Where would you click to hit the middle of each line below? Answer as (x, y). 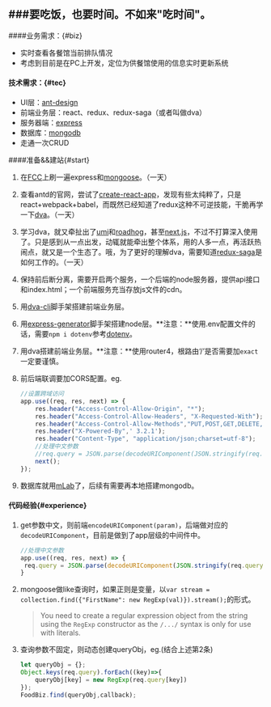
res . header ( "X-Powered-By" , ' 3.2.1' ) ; (100, 431)
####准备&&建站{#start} (49, 160)
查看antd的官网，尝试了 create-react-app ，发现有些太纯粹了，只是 (131, 195)
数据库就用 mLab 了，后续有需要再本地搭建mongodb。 (109, 485)
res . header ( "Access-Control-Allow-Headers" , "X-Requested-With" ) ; (149, 416)
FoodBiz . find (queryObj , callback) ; (78, 695)
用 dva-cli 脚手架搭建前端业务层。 (74, 307)
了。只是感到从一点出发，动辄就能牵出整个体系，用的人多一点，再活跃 (137, 242)
